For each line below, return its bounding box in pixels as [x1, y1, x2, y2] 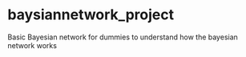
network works [7, 40, 58, 50]
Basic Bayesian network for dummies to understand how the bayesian [7, 32, 238, 42]
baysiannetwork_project [7, 6, 174, 24]
